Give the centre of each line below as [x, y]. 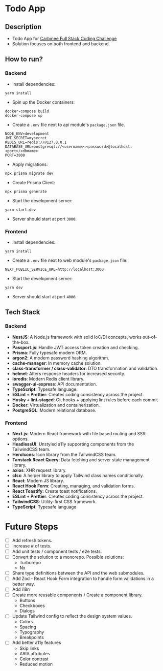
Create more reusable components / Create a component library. [77, 595]
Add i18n [21, 589]
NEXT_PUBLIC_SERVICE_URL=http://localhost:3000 [55, 269]
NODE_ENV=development [27, 133]
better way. [23, 584]
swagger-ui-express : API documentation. [55, 384]
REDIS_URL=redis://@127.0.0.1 [36, 142]
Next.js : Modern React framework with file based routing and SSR [79, 433]
